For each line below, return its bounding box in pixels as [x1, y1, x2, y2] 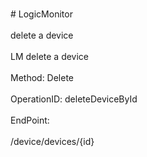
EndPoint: [10, 114, 50, 126]
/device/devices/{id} [10, 136, 95, 147]
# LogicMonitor [10, 8, 73, 20]
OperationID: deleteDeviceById [10, 93, 138, 105]
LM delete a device [10, 51, 90, 62]
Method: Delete [10, 72, 75, 83]
